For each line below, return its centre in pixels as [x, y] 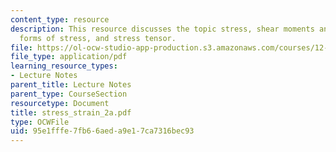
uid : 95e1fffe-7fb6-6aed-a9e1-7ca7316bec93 [102, 131]
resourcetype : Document [60, 103]
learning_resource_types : [64, 66]
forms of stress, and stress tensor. [98, 38]
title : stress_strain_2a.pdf [71, 112]
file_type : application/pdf [69, 57]
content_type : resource [60, 19]
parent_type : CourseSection [69, 94]
